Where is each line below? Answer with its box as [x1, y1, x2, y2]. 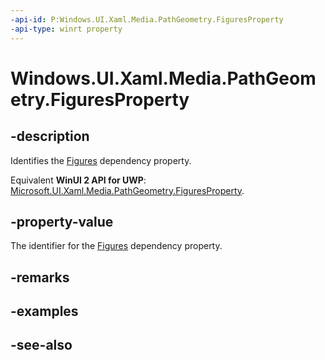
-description [10, 128, 90, 145]
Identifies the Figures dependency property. [10, 154, 192, 166]
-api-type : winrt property [10, 24, 123, 34]
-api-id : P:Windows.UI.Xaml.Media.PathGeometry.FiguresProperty [10, 14, 284, 25]
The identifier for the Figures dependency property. [10, 240, 223, 252]
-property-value [10, 213, 114, 230]
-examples [10, 303, 79, 320]
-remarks [10, 269, 70, 286]
